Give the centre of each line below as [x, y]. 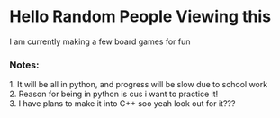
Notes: [24, 65]
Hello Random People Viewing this [140, 17]
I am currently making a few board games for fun [100, 41]
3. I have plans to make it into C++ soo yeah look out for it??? [122, 104]
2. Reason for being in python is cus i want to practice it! [114, 94]
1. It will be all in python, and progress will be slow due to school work [139, 85]
